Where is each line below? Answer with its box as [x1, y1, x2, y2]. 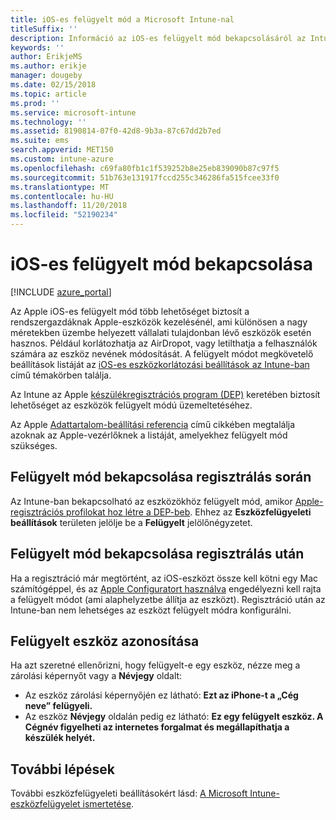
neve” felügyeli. [24, 700, 93, 712]
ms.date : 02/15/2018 [10, 80, 97, 90]
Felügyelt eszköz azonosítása [10, 632, 200, 650]
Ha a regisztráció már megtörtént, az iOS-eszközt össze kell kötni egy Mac [10, 572, 319, 584]
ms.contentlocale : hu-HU [10, 191, 114, 201]
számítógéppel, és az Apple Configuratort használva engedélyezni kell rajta [10, 582, 322, 595]
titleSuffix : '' [10, 24, 78, 34]
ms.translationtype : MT [10, 182, 110, 192]
